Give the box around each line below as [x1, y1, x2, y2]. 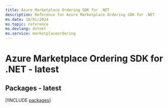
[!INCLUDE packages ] [5, 97, 51, 103]
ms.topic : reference [5, 21, 49, 27]
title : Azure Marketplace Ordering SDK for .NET [5, 7, 110, 13]
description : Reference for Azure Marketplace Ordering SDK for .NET [5, 12, 155, 17]
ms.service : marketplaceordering [5, 31, 76, 36]
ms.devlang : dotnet [5, 26, 47, 31]
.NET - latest [5, 64, 59, 75]
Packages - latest [5, 84, 62, 92]
